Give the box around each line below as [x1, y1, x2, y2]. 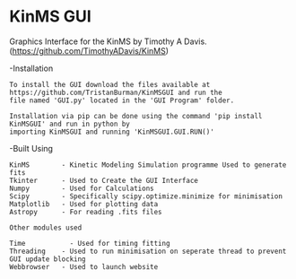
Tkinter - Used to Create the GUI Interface [9, 176, 199, 185]
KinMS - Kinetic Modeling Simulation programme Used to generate [9, 160, 287, 170]
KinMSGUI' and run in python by [9, 119, 130, 128]
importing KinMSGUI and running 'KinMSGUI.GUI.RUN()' [9, 127, 215, 136]
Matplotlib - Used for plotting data [9, 199, 159, 208]
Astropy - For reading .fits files [9, 207, 163, 216]
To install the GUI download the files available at [9, 80, 211, 89]
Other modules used [9, 222, 83, 232]
